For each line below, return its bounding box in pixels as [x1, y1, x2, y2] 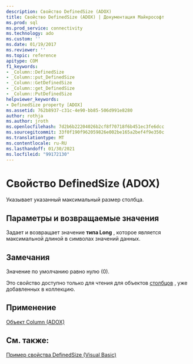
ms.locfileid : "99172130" [6, 151, 69, 157]
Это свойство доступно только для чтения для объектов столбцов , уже [6, 279, 188, 286]
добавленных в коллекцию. [6, 286, 75, 293]
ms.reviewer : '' [6, 47, 46, 53]
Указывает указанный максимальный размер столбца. [6, 196, 144, 204]
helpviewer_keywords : [6, 96, 59, 102]
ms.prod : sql [6, 19, 38, 25]
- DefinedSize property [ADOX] [6, 101, 83, 108]
